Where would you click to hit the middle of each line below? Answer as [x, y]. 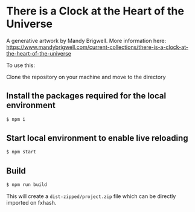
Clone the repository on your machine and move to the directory [86, 77]
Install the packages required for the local [86, 96]
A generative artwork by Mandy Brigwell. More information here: [86, 40]
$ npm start [21, 152]
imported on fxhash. [31, 203]
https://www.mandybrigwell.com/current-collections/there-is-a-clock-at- [97, 47]
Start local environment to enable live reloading [97, 138]
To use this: [21, 65]
